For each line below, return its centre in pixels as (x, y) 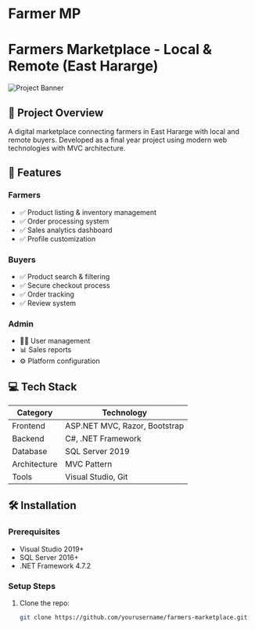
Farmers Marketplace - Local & (110, 50)
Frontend (29, 426)
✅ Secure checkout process (65, 285)
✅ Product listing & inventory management (88, 212)
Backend (28, 438)
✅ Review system (48, 303)
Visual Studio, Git (97, 477)
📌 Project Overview (56, 113)
